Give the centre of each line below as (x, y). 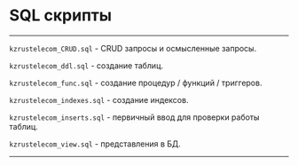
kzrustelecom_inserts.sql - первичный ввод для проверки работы (134, 117)
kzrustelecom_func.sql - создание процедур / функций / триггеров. (136, 83)
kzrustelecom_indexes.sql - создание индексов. (99, 99)
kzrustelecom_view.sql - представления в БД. (95, 144)
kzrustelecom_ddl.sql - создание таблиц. (86, 65)
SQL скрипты (61, 16)
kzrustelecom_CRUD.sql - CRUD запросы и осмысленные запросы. (133, 48)
